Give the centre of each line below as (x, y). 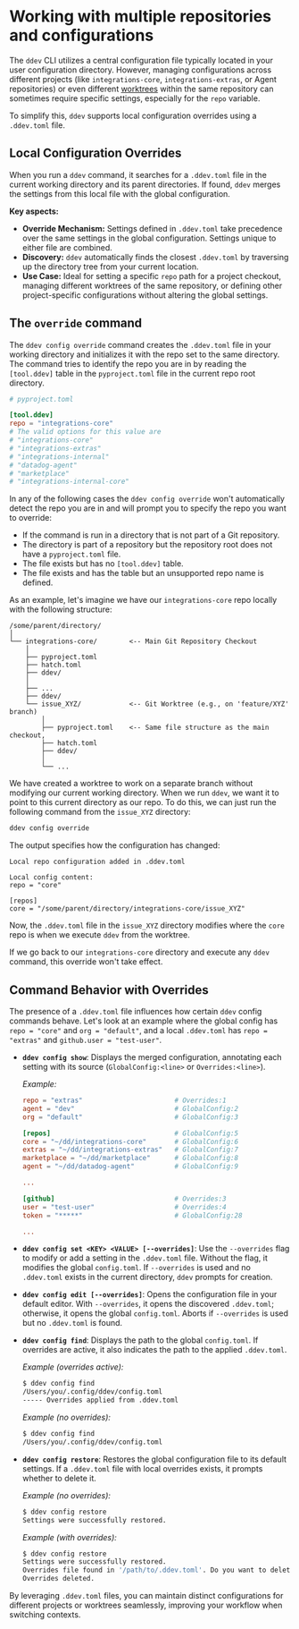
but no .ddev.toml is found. (72, 1323)
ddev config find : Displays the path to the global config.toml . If (140, 1340)
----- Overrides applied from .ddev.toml (100, 1400)
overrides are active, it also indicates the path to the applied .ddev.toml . (154, 1350)
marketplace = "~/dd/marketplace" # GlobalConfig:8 (130, 1158)
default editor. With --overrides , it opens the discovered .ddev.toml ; (148, 1304)
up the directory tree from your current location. (110, 267)
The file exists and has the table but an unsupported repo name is (143, 573)
